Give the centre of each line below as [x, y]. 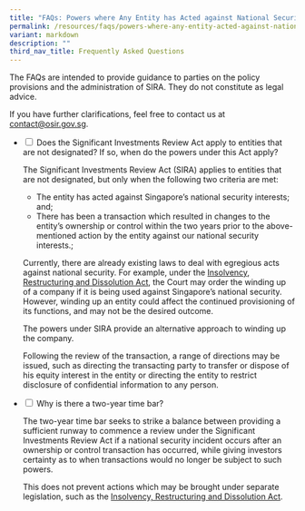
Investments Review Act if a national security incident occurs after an [152, 440]
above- [280, 226]
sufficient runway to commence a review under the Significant [139, 431]
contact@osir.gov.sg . [49, 124]
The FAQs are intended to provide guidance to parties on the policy [135, 77]
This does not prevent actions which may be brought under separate [151, 487]
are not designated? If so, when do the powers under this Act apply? [150, 152]
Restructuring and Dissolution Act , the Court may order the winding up [154, 282]
